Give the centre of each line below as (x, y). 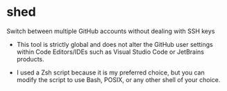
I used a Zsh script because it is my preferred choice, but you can (111, 72)
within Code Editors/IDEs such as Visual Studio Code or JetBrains (110, 52)
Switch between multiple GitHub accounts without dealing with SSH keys (111, 31)
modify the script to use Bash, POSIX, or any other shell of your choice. (118, 79)
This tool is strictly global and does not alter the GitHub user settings (115, 44)
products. (30, 59)
